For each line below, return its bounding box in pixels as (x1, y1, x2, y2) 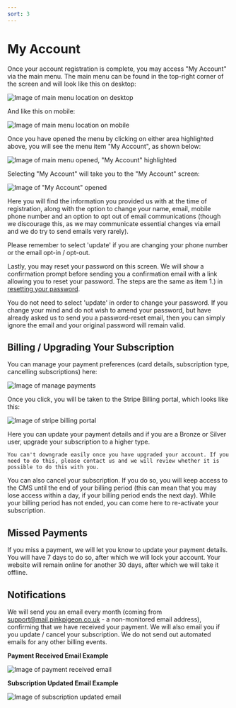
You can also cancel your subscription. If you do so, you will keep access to (7, 476, 228, 485)
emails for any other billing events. (7, 638, 107, 646)
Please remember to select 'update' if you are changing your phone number (7, 240, 228, 249)
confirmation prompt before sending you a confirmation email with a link (7, 269, 218, 278)
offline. (7, 568, 28, 577)
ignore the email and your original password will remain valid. (7, 320, 186, 330)
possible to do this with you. (7, 463, 100, 471)
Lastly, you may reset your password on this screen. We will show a (7, 262, 204, 270)
